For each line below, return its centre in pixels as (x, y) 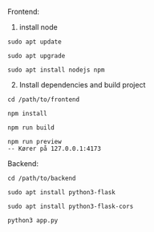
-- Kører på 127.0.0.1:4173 (55, 149)
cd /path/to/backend (42, 178)
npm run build (31, 128)
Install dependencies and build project (82, 85)
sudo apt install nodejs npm (56, 70)
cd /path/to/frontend (44, 100)
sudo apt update (34, 42)
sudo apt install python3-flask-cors (71, 206)
